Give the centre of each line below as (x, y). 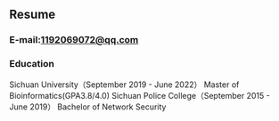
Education (32, 64)
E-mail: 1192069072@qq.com (74, 40)
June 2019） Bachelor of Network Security (88, 107)
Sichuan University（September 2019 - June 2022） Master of (124, 85)
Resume (33, 15)
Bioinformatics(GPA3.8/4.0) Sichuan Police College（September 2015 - (139, 95)
